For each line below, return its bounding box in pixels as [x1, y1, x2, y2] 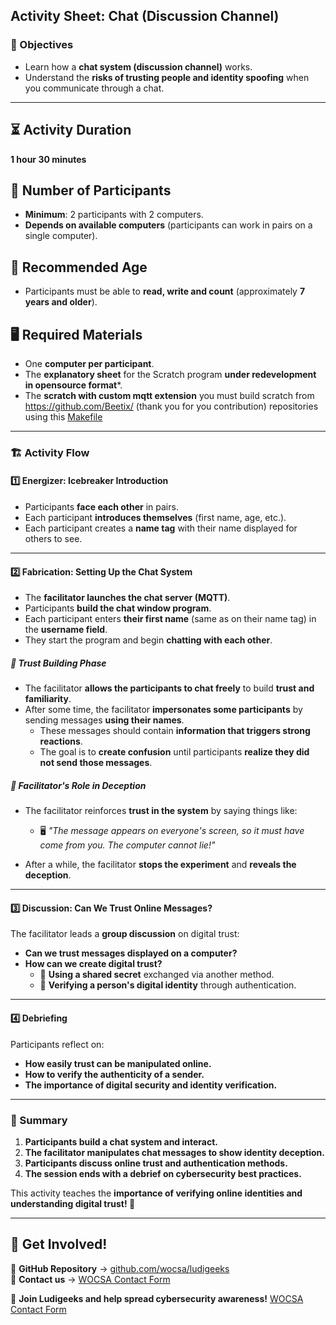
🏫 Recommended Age [10, 259, 148, 276]
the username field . [24, 624, 108, 636]
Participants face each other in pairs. [24, 501, 179, 513]
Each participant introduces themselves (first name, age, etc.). [24, 512, 287, 524]
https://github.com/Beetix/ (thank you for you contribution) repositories [24, 400, 319, 412]
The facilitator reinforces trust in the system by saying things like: [24, 805, 298, 817]
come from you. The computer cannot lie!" [39, 839, 216, 851]
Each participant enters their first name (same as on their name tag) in [24, 613, 317, 625]
